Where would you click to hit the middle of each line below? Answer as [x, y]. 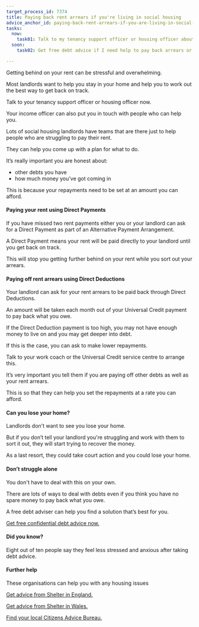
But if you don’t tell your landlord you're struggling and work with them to [95, 437]
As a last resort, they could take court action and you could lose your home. [99, 455]
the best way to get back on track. [48, 90]
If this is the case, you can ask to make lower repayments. [77, 346]
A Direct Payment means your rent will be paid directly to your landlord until [98, 241]
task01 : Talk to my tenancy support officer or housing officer [98, 39]
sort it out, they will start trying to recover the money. [71, 444]
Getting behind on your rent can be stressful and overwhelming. [84, 73]
